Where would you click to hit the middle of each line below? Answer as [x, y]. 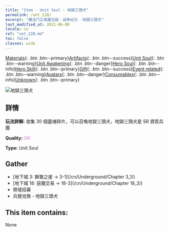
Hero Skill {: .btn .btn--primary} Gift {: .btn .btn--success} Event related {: [89, 69]
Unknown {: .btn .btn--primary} [47, 79]
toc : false [17, 39]
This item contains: [37, 212]
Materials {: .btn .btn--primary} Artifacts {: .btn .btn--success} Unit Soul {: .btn [85, 58]
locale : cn [17, 29]
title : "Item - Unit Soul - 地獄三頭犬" [47, 10]
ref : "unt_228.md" [25, 34]
